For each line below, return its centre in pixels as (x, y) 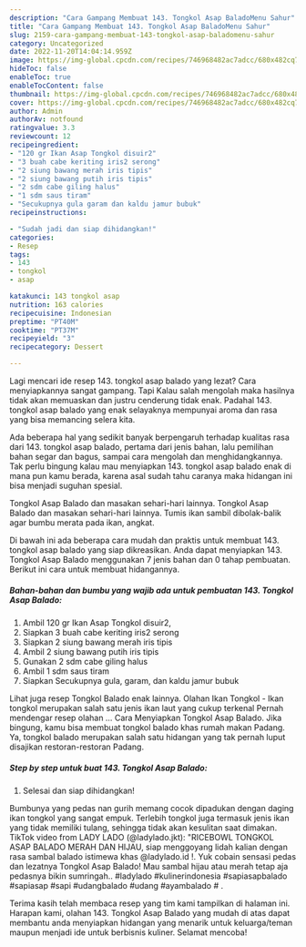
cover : (22, 102)
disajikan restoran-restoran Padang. (76, 747)
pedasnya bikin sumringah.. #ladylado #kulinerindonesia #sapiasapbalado (148, 876)
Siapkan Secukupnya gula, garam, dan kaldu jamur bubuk (131, 680)
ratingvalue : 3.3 (42, 128)
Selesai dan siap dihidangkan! (78, 790)
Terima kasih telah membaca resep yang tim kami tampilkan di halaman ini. (150, 903)
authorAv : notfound (46, 119)
